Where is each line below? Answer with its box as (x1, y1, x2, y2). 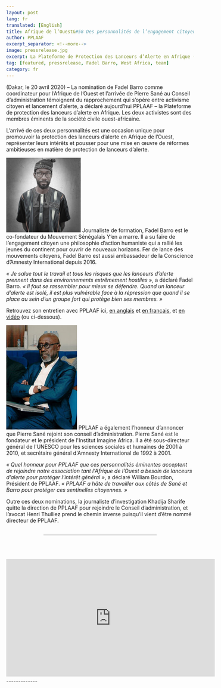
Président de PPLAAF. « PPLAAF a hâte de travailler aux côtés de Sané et (6, 480, 188, 487)
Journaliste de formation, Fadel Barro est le (82, 227, 189, 234)
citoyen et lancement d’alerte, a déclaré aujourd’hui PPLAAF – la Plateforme (6, 102, 192, 110)
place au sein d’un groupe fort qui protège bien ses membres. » (6, 295, 163, 303)
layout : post (6, 10, 39, 16)
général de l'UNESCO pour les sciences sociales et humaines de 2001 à (6, 443, 182, 450)
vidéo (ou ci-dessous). (6, 313, 62, 320)
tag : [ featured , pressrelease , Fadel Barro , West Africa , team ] (6, 60, 169, 66)
